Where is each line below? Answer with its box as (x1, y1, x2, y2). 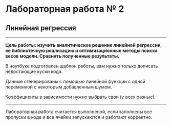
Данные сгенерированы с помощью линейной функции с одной (5, 78, 146, 84)
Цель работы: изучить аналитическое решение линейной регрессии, (5, 42, 162, 48)
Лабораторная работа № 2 (5, 3, 124, 15)
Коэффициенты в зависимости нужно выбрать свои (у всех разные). (5, 94, 156, 100)
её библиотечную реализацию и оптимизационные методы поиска (5, 47, 158, 53)
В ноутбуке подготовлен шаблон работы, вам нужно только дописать (5, 63, 158, 69)
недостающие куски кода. (5, 68, 63, 75)
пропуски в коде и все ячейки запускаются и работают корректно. (5, 114, 153, 120)
